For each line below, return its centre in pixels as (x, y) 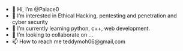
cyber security (30, 22)
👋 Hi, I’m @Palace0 (35, 9)
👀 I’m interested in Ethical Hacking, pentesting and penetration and (94, 16)
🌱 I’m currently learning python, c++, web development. (81, 28)
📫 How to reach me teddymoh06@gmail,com (69, 41)
